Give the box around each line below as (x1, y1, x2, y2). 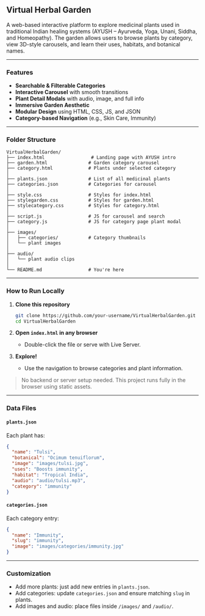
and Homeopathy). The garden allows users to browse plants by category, (6, 34, 193, 42)
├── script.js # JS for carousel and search (6, 213, 165, 219)
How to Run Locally (6, 287, 65, 295)
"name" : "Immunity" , (12, 532, 64, 538)
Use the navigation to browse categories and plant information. (24, 365, 183, 372)
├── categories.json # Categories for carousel (6, 182, 157, 188)
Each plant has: (6, 431, 45, 439)
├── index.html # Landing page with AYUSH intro (6, 155, 176, 161)
